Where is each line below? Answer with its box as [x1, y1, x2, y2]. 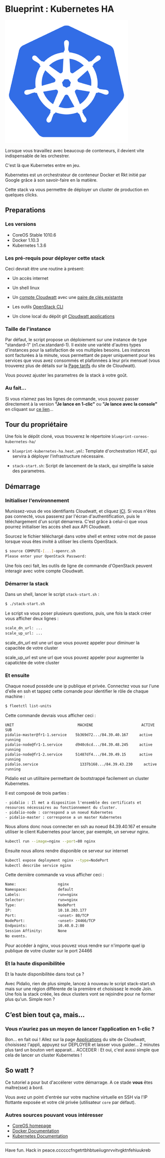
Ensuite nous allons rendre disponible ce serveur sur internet [5, 848, 129, 854]
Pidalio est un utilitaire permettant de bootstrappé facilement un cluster [5, 775, 149, 781]
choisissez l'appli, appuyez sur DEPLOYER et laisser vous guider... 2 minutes [5, 1042, 160, 1048]
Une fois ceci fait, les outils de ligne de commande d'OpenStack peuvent [5, 563, 153, 568]
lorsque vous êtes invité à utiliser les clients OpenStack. [5, 539, 118, 544]
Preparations [5, 206, 46, 215]
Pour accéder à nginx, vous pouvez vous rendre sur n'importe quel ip [5, 943, 145, 948]
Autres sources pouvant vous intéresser [5, 1111, 103, 1118]
